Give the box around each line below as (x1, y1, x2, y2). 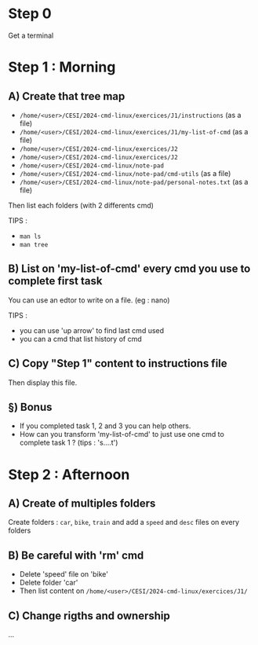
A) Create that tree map (8, 90, 125, 103)
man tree (19, 240, 49, 248)
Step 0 (8, 5, 53, 23)
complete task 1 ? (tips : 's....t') (19, 438, 118, 448)
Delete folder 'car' (19, 578, 78, 588)
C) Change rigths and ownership (8, 609, 171, 622)
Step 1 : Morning (8, 58, 116, 76)
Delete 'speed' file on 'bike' (19, 570, 108, 579)
